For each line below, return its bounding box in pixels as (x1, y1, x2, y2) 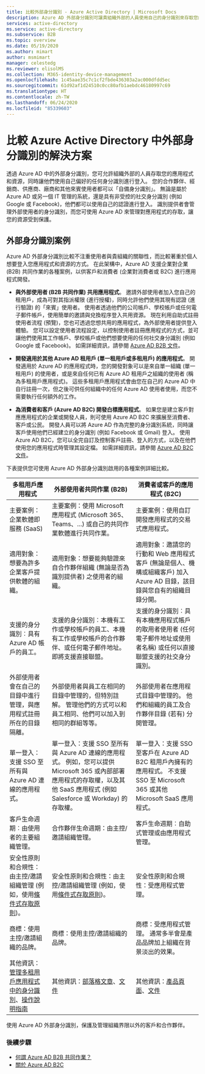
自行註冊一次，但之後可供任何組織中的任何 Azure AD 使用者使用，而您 (15, 385, 192, 393)
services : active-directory (6, 20, 78, 26)
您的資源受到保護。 (6, 216, 55, 223)
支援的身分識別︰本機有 (51, 616, 120, 625)
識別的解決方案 (17, 149, 93, 162)
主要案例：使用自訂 (135, 506, 191, 515)
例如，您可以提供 (65, 757, 115, 766)
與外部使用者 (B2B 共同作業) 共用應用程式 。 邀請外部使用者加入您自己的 (15, 288, 196, 296)
